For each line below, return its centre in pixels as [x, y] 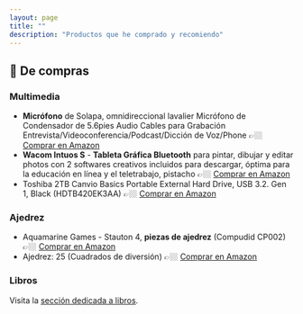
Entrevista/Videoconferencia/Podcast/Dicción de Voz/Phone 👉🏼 [142, 135]
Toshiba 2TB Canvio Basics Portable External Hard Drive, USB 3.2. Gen [154, 184]
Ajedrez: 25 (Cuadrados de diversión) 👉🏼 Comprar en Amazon [140, 256]
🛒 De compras [50, 71]
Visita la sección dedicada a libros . [74, 300]
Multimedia [35, 96]
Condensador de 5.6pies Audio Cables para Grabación [124, 126]
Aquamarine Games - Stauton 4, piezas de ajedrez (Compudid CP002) [154, 237]
